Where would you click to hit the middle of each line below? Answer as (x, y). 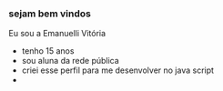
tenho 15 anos (48, 51)
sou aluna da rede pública (70, 61)
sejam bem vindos (50, 14)
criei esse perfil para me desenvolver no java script (118, 70)
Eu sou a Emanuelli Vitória (57, 34)
